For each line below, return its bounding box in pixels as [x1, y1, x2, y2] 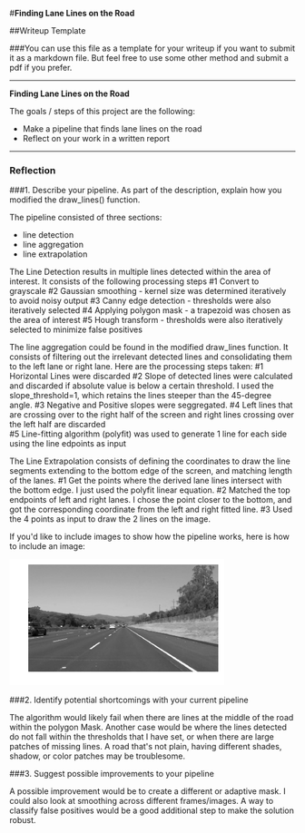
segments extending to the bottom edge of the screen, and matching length [9, 465, 293, 476]
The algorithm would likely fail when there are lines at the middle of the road [9, 712, 294, 723]
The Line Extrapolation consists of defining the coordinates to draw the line [9, 456, 290, 466]
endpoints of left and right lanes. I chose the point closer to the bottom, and [9, 495, 292, 505]
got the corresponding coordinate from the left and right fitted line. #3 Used [9, 504, 293, 515]
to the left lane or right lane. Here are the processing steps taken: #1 [9, 361, 264, 372]
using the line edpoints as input [9, 438, 127, 449]
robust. [9, 815, 36, 826]
